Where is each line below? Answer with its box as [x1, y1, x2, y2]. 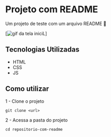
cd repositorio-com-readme [5, 127, 63, 132]
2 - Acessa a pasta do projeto [5, 117, 68, 123]
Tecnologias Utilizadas [5, 45, 80, 54]
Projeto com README [5, 4, 98, 15]
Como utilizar [5, 84, 50, 93]
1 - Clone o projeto [5, 98, 45, 104]
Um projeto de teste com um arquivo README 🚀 [5, 20, 106, 27]
